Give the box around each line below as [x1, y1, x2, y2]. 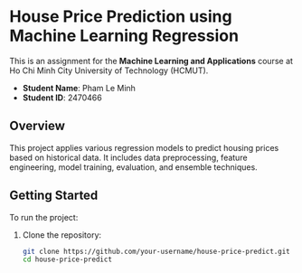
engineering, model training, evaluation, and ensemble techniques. [9, 161, 258, 173]
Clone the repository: [22, 229, 102, 240]
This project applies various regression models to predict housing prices [9, 142, 279, 153]
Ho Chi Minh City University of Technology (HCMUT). [9, 65, 209, 76]
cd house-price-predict [22, 255, 113, 264]
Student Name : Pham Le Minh [22, 82, 136, 93]
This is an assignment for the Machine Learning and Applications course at [9, 55, 294, 66]
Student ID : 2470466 [22, 92, 102, 103]
